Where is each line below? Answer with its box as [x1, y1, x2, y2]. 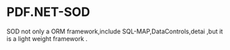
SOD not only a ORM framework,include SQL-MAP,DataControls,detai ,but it [6, 27, 223, 35]
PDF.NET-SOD [6, 4, 91, 20]
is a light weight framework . [6, 34, 88, 42]
